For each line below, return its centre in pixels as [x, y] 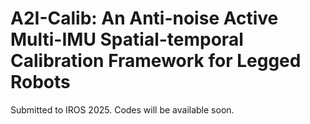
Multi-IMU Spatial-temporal [127, 39]
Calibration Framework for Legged [156, 61]
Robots [40, 82]
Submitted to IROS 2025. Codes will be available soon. [122, 109]
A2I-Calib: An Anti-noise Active [144, 18]
